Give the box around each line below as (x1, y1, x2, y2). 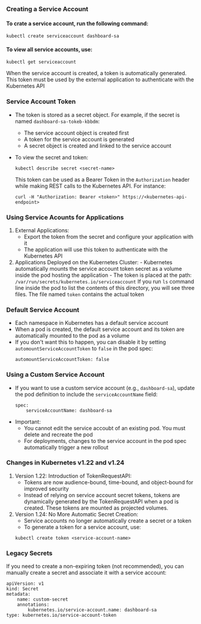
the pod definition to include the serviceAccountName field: (14, 391, 158, 398)
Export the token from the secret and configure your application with (23, 233, 194, 240)
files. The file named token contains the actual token (14, 291, 145, 298)
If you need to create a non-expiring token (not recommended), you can (6, 563, 184, 570)
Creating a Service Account (6, 5, 89, 13)
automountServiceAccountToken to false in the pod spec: (14, 345, 153, 352)
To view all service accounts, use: (6, 46, 93, 53)
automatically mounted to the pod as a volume (14, 332, 130, 339)
